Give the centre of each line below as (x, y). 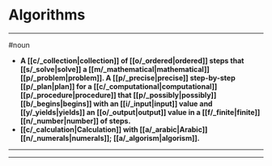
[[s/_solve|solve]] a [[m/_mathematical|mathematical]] (115, 69)
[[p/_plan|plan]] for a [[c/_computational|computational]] (119, 86)
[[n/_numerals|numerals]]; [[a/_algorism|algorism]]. (110, 138)
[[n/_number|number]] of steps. (75, 121)
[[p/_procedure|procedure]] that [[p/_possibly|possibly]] (118, 95)
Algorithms (47, 15)
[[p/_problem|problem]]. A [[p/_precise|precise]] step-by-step (128, 78)
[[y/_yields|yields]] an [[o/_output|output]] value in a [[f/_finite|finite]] (140, 112)
